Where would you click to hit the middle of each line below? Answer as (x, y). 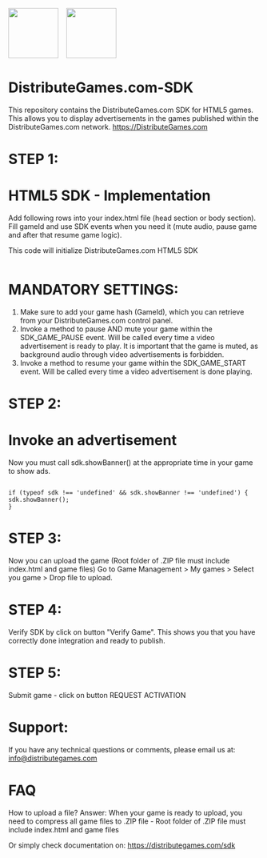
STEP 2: (35, 404)
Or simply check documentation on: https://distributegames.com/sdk (122, 845)
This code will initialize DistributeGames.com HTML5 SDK (103, 251)
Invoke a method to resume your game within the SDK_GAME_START (133, 363)
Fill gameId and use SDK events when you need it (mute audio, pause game (133, 227)
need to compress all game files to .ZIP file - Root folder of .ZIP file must (127, 821)
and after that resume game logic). (65, 235)
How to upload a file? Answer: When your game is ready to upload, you (126, 812)
